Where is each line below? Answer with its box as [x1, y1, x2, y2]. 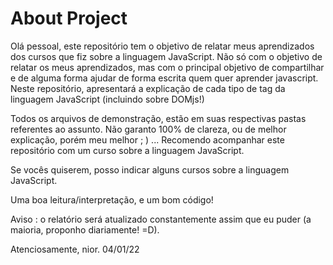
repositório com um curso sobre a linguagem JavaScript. [10, 144, 245, 156]
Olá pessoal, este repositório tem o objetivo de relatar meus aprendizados [10, 40, 315, 52]
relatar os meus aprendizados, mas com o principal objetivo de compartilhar [10, 61, 325, 73]
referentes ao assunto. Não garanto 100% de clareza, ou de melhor [10, 123, 287, 135]
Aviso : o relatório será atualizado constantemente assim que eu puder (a [10, 213, 312, 225]
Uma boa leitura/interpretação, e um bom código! [10, 193, 214, 206]
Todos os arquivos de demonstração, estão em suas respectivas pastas [10, 112, 307, 124]
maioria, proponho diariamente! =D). [10, 223, 160, 236]
